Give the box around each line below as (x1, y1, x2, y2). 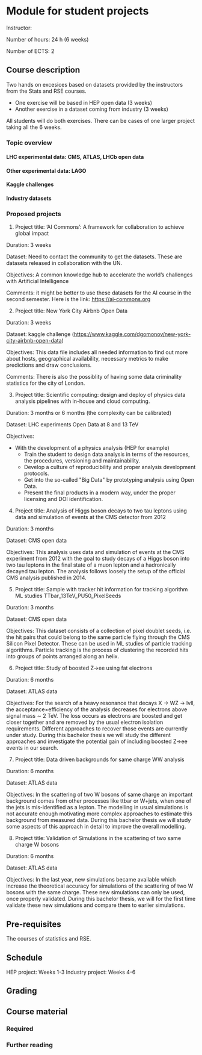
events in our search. (6, 744, 59, 752)
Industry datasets (6, 195, 52, 202)
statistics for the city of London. (6, 379, 85, 387)
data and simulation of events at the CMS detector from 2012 (14, 514, 167, 521)
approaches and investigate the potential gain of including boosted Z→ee (6, 738, 188, 745)
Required (6, 1024, 34, 1033)
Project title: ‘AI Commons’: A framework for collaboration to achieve (14, 223, 185, 231)
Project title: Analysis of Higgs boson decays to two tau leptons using (14, 507, 188, 514)
